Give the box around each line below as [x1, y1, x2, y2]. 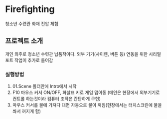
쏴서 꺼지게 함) [12, 108, 41, 114]
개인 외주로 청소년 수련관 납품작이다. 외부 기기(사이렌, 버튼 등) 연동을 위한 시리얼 [5, 51, 161, 57]
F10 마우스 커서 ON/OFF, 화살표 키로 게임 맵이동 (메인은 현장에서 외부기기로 [12, 89, 160, 95]
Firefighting [5, 3, 55, 15]
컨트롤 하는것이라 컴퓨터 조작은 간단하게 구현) [12, 96, 101, 102]
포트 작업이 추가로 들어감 [5, 57, 53, 63]
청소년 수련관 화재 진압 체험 [5, 20, 59, 26]
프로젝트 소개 [5, 36, 43, 45]
